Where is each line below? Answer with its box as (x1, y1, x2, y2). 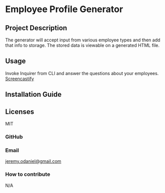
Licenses (5, 107, 34, 116)
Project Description (5, 24, 67, 32)
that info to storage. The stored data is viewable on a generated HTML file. (5, 42, 160, 48)
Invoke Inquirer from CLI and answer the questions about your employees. (5, 70, 159, 76)
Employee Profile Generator (5, 4, 123, 15)
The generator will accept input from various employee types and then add (5, 37, 160, 43)
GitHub (5, 133, 23, 140)
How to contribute (5, 171, 50, 178)
